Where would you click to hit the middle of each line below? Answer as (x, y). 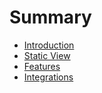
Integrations (48, 77)
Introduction (49, 45)
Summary (50, 17)
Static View (47, 55)
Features (42, 66)
